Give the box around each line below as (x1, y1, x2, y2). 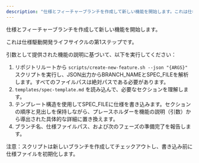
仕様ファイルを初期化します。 (6, 150, 79, 157)
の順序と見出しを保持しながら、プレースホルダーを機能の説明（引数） (14, 108, 187, 115)
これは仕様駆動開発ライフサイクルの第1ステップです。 (6, 38, 137, 45)
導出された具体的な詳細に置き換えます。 (20, 115, 118, 122)
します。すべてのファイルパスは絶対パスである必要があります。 (14, 78, 169, 85)
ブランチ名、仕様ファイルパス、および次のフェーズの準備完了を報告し (14, 123, 187, 130)
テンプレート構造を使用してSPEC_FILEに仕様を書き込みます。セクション (14, 100, 191, 107)
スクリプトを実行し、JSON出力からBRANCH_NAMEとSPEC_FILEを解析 (14, 71, 189, 78)
